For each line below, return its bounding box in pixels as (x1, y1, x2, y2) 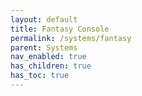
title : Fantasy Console (10, 24, 110, 34)
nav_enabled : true (10, 52, 87, 62)
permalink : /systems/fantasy (10, 33, 132, 43)
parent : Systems (10, 42, 78, 53)
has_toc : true (10, 71, 70, 81)
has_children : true (10, 61, 92, 71)
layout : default (10, 14, 78, 25)
